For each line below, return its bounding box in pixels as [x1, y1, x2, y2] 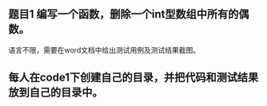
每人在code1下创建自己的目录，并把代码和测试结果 [8, 71, 259, 84]
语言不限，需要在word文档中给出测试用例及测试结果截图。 [8, 45, 201, 54]
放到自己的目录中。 [8, 86, 103, 100]
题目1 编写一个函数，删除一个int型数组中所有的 [8, 7, 239, 22]
